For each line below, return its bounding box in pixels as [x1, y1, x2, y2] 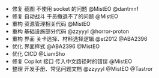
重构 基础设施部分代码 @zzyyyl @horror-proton [11, 28, 130, 35]
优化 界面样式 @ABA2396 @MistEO [11, 43, 100, 50]
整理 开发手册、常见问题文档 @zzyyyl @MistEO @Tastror [11, 65, 153, 72]
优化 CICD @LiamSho [11, 50, 65, 57]
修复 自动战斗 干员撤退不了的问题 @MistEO [11, 13, 119, 20]
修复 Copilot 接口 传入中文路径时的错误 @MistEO [11, 58, 133, 65]
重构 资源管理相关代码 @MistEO [11, 20, 91, 27]
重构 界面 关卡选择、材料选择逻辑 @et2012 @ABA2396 [11, 35, 148, 42]
